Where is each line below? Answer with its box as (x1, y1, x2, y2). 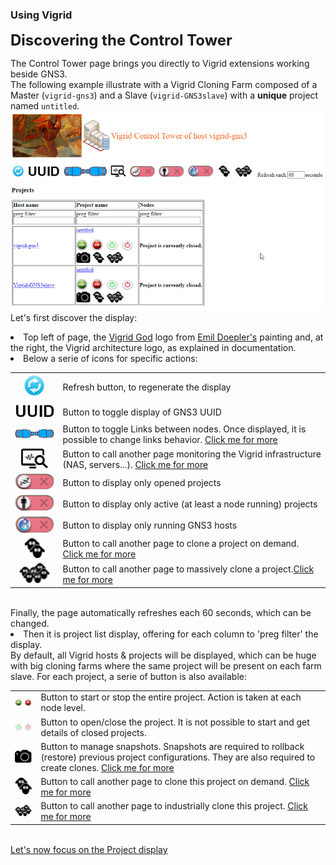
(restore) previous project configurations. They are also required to (40, 751, 316, 763)
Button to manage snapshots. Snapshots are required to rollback (40, 740, 305, 752)
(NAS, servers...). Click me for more (62, 459, 209, 471)
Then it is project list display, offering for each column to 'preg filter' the (23, 628, 319, 640)
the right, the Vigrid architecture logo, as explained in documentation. (10, 342, 297, 354)
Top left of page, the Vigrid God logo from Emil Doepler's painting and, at (23, 331, 324, 343)
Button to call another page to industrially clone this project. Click (40, 800, 309, 812)
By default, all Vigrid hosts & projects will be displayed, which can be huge (10, 649, 317, 661)
